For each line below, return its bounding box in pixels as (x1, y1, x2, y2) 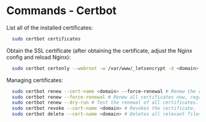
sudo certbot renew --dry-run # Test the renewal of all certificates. (12, 99, 199, 106)
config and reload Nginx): (6, 53, 71, 61)
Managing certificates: (6, 76, 63, 83)
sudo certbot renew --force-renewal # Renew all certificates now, (12, 94, 188, 100)
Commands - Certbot (6, 4, 117, 18)
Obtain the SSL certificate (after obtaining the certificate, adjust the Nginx (6, 47, 193, 54)
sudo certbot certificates (12, 36, 81, 42)
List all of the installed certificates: (6, 24, 93, 31)
